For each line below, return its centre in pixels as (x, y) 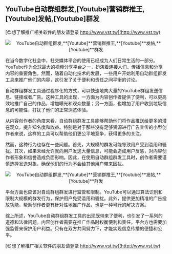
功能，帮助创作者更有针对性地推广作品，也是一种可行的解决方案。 (79, 205)
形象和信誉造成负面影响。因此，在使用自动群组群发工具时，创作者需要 (88, 157)
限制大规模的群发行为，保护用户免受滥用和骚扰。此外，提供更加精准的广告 (84, 198)
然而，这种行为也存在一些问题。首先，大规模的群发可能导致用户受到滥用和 (84, 144)
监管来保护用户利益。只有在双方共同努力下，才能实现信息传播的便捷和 (83, 228)
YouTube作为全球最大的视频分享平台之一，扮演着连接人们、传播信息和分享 (84, 67)
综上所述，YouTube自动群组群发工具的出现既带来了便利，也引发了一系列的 (84, 216)
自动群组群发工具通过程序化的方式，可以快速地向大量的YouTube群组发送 (82, 90)
